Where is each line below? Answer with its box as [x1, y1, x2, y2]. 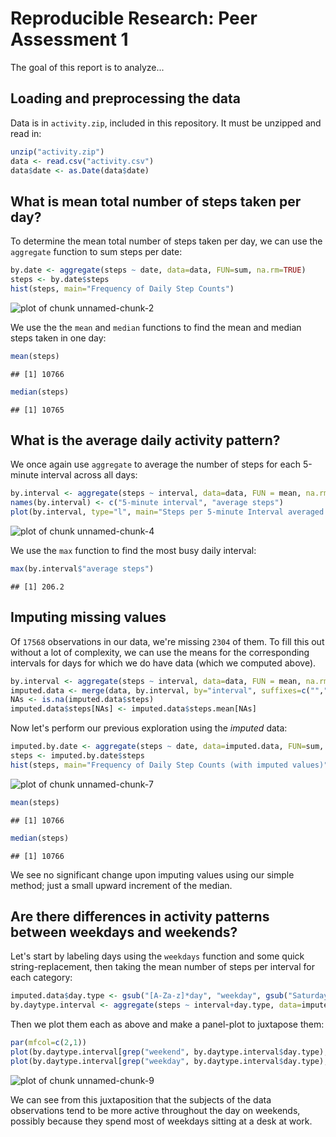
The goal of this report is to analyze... [10, 61, 165, 73]
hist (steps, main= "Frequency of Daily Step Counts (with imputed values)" [10, 760, 329, 770]
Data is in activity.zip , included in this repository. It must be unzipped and [10, 117, 322, 129]
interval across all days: [40, 469, 138, 481]
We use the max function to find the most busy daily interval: [10, 545, 257, 556]
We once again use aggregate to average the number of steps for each [10, 458, 301, 471]
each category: [10, 972, 73, 984]
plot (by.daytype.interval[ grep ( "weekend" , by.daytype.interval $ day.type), [10, 1047, 329, 1057]
